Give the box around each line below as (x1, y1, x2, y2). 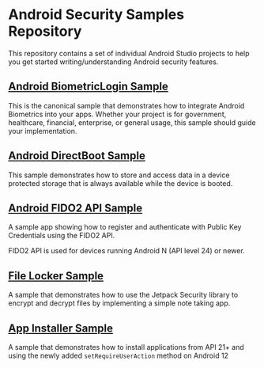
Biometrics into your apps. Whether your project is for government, (8, 109, 227, 119)
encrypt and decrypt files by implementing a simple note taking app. (8, 298, 231, 308)
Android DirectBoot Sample (8, 149, 146, 163)
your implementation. (8, 126, 77, 135)
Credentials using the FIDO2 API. (8, 231, 115, 241)
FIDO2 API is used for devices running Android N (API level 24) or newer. (8, 246, 245, 256)
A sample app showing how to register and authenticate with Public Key (8, 222, 242, 232)
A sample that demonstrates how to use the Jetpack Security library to (8, 290, 239, 300)
